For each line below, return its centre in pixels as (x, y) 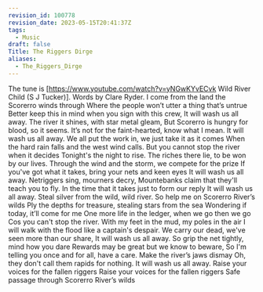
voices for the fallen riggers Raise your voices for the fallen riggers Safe (124, 272)
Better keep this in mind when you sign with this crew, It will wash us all (124, 114)
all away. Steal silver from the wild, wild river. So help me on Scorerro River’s (131, 196)
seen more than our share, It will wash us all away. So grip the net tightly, (126, 238)
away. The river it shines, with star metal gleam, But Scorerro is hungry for (128, 121)
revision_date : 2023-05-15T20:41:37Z (70, 23)
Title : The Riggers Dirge (50, 52)
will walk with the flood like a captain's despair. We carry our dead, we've (127, 230)
